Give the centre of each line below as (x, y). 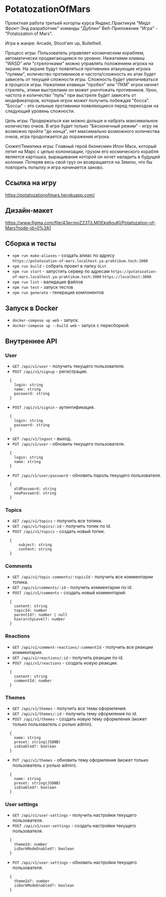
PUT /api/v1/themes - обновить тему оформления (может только (80, 760)
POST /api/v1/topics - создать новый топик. (59, 532)
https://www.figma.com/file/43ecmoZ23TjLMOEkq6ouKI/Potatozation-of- (81, 223)
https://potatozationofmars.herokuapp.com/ (50, 195)
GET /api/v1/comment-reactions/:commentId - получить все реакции (83, 647)
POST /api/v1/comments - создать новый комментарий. (69, 593)
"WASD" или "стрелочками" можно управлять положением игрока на (79, 63)
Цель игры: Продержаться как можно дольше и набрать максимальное (82, 120)
